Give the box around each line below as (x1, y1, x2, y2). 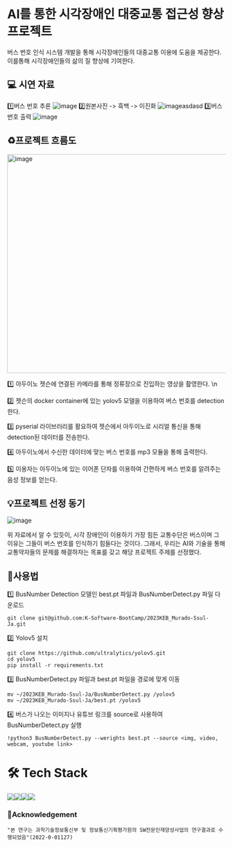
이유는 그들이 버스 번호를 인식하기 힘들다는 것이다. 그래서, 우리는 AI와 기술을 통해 (7, 539, 225, 548)
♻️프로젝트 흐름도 (7, 135, 77, 146)
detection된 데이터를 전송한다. (7, 433, 90, 441)
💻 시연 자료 (7, 79, 55, 91)
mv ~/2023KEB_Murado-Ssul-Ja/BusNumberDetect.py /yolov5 (7, 691, 175, 698)
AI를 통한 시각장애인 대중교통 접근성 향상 (7, 6, 224, 22)
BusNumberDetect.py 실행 (7, 721, 82, 729)
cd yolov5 (7, 656, 36, 663)
